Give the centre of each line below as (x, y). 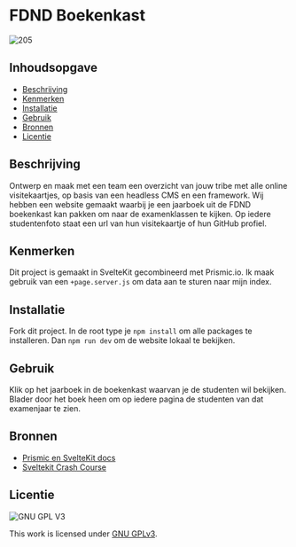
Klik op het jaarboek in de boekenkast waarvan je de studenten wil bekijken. (148, 390)
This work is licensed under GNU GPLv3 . (83, 534)
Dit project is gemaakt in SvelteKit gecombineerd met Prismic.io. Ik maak (142, 272)
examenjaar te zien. (45, 408)
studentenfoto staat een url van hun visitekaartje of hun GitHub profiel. (138, 223)
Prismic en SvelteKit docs (69, 457)
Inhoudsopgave (53, 68)
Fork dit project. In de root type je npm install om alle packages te (131, 331)
